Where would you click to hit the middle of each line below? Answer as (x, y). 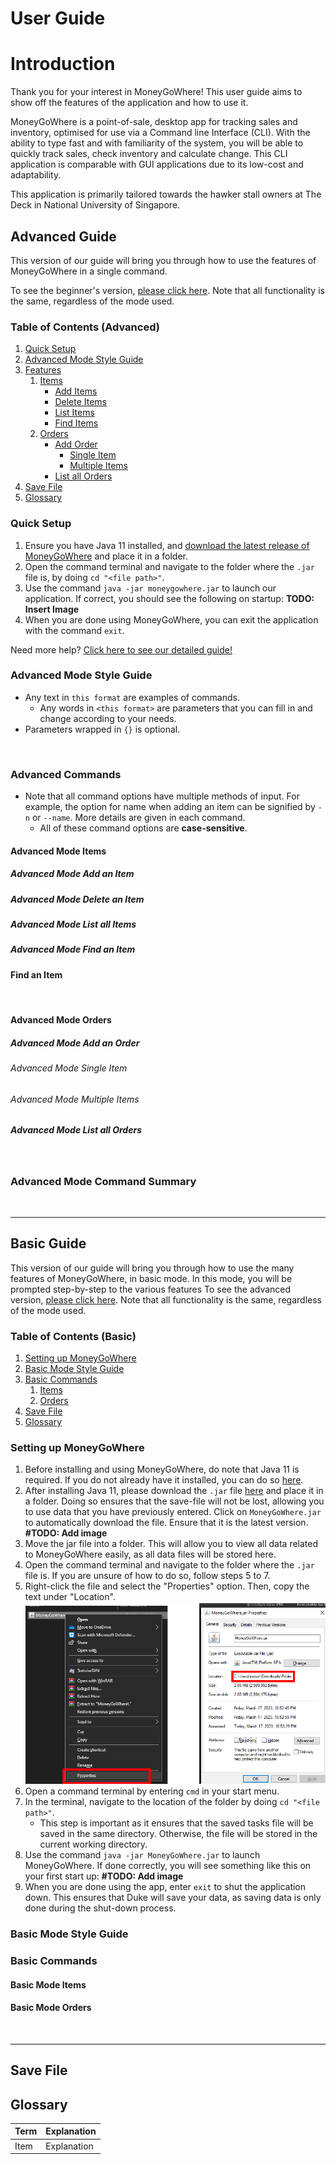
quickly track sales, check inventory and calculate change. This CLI (149, 154)
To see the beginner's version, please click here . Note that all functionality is (167, 290)
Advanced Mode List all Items (73, 924)
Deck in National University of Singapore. (95, 205)
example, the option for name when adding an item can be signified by (170, 807)
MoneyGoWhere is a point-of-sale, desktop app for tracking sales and (154, 122)
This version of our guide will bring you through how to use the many (152, 1268)
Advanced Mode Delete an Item (77, 899)
